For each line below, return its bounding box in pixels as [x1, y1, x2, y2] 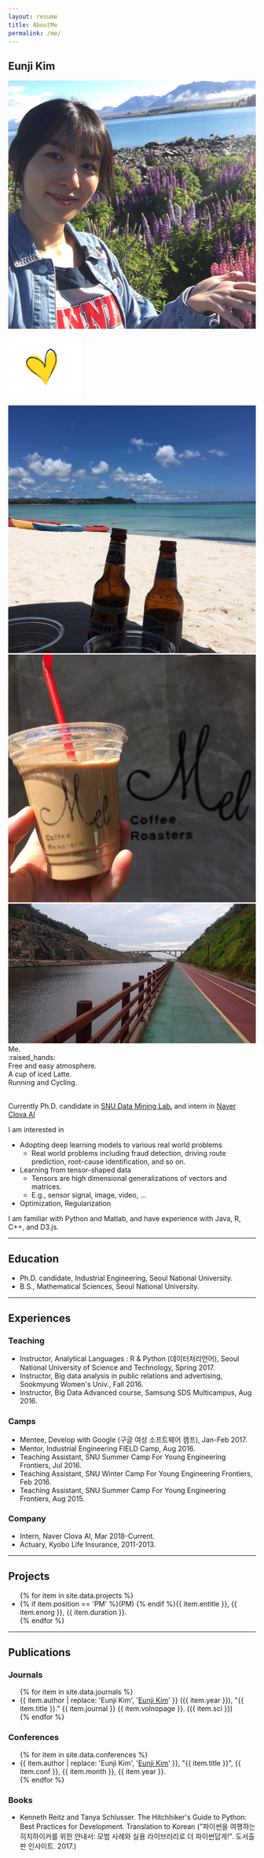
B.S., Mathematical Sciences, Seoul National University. [19, 1282, 200, 1291]
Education [8, 1253, 60, 1266]
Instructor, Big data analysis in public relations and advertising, [19, 1371, 223, 1381]
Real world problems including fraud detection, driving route [31, 1148, 226, 1157]
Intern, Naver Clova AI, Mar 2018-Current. [19, 1531, 156, 1540]
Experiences [8, 1312, 71, 1325]
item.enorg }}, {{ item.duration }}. [19, 1607, 127, 1617]
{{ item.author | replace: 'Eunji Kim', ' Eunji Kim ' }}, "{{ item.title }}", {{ [19, 1758, 241, 1768]
